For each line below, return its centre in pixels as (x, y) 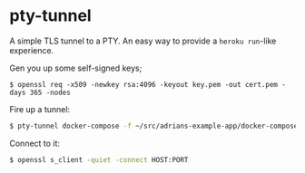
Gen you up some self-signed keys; (76, 68)
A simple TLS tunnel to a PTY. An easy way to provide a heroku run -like (143, 41)
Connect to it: (35, 143)
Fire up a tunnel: (40, 109)
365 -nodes (50, 92)
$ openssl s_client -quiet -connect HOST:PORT (99, 159)
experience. (32, 50)
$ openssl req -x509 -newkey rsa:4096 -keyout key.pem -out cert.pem (144, 84)
